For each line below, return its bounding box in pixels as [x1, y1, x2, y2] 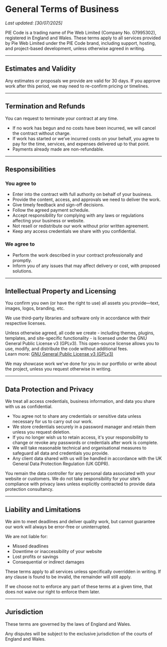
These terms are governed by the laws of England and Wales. [5, 621, 132, 627]
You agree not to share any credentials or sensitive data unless [12, 413, 142, 419]
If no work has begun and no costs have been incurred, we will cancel [12, 125, 156, 131]
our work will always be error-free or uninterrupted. [5, 524, 111, 530]
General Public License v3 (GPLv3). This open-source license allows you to [5, 341, 160, 347]
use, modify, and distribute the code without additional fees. [5, 346, 128, 352]
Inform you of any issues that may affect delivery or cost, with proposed [12, 263, 161, 269]
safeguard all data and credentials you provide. [12, 450, 109, 456]
